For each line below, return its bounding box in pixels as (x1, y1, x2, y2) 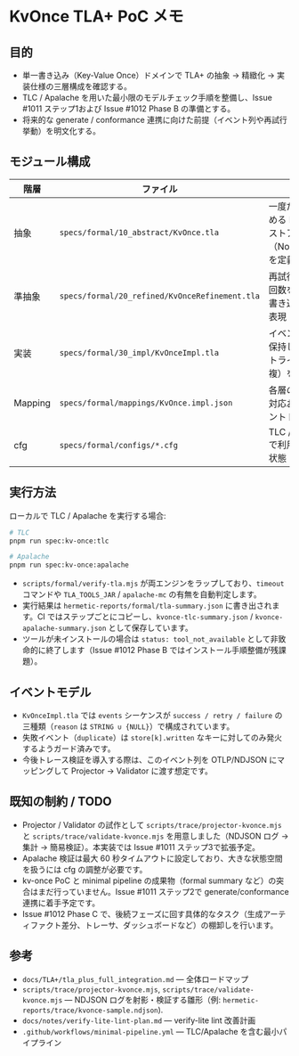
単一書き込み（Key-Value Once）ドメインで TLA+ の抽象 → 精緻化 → (21, 70, 276, 80)
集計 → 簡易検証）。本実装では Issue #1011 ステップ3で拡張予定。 (21, 841, 261, 852)
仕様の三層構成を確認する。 (29, 81, 132, 92)
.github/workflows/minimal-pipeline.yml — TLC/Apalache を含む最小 (21, 1026, 280, 1036)
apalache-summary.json (21, 624, 107, 634)
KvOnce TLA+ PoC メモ (9, 6, 184, 27)
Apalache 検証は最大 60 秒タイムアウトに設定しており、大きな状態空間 (21, 853, 283, 864)
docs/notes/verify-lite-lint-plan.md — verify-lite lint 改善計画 (21, 1015, 256, 1026)
